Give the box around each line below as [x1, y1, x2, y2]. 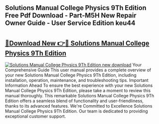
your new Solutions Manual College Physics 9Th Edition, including [5, 72, 137, 78]
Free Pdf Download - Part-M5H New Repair [5, 12, 137, 20]
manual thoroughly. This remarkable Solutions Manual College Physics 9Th [5, 93, 155, 98]
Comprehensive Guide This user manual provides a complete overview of [5, 67, 151, 73]
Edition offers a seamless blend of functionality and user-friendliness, [5, 98, 144, 104]
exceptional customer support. [5, 113, 66, 119]
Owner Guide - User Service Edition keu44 [5, 19, 136, 27]
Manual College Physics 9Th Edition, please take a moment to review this [5, 88, 151, 93]
